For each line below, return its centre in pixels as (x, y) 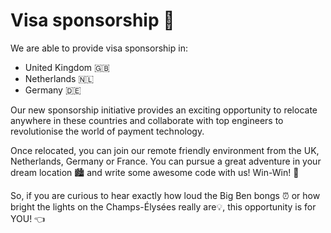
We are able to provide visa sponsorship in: (99, 48)
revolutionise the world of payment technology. (107, 131)
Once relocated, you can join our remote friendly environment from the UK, (165, 150)
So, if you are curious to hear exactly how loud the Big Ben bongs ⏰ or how (165, 195)
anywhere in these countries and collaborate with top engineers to (147, 120)
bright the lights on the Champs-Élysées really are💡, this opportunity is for (163, 206)
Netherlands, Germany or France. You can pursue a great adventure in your (166, 161)
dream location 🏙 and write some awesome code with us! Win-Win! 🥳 (155, 172)
